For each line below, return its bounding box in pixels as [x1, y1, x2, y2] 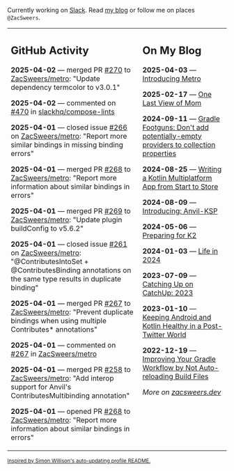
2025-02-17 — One [142, 89, 212, 99]
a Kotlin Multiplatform [142, 173, 212, 183]
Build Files [175, 371, 209, 381]
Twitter [142, 330, 166, 339]
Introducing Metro [142, 73, 201, 83]
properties [142, 148, 176, 158]
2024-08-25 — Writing [142, 164, 222, 173]
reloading [142, 371, 174, 381]
